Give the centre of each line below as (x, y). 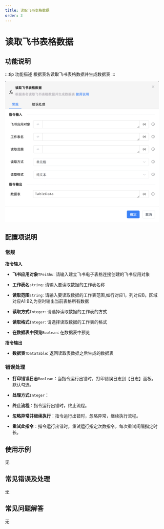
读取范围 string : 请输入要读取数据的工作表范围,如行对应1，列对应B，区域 (85, 295)
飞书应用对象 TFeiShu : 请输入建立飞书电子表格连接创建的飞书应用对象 (81, 274)
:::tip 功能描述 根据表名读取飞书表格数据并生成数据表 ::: (60, 74)
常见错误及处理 (28, 479)
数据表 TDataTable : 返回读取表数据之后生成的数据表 (63, 353)
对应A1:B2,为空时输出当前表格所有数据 (51, 301)
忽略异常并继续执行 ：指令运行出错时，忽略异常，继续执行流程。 (76, 416)
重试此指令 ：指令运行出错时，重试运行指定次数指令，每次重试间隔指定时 (85, 426)
